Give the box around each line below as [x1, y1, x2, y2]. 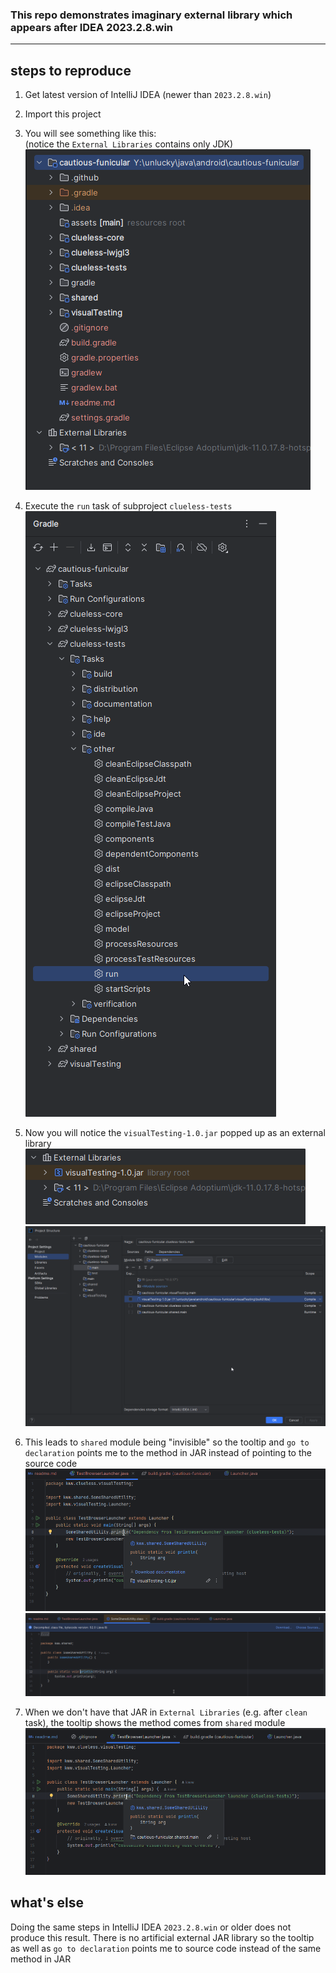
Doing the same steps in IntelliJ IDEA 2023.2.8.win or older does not [10, 1921, 292, 1933]
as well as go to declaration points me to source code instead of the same [10, 1942, 322, 1954]
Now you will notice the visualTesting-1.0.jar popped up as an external [24, 1127, 326, 1139]
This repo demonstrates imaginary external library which [10, 8, 293, 22]
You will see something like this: [24, 128, 157, 140]
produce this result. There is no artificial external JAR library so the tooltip [10, 1931, 315, 1943]
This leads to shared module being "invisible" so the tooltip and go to [24, 1436, 310, 1448]
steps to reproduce [10, 62, 132, 79]
